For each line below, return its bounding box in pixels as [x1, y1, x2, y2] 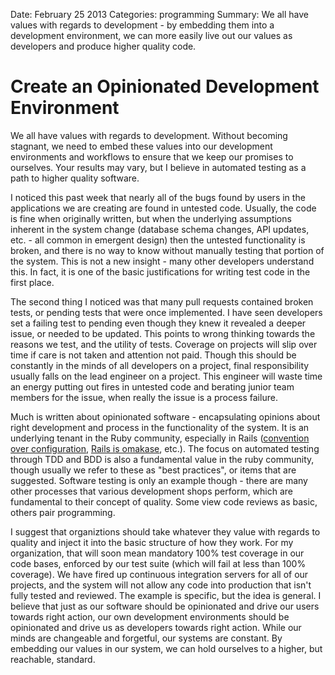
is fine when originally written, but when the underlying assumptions [10, 212, 292, 224]
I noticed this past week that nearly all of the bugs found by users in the [10, 191, 306, 203]
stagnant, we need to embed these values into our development [10, 140, 273, 152]
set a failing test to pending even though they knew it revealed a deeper [10, 317, 307, 329]
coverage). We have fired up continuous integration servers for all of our [10, 568, 309, 580]
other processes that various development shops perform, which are [10, 485, 294, 497]
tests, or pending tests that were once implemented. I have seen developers [10, 306, 323, 318]
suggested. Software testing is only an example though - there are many [10, 474, 308, 486]
